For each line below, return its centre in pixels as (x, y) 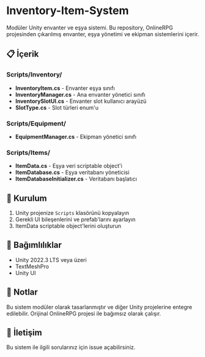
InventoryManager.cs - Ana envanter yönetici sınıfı (80, 94)
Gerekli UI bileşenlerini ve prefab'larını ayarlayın (75, 220)
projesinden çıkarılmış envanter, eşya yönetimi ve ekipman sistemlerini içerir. (103, 34)
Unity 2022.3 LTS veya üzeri (51, 260)
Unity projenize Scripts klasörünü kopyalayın (72, 213)
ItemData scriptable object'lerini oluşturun (68, 226)
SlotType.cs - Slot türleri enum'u (57, 107)
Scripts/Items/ (28, 152)
